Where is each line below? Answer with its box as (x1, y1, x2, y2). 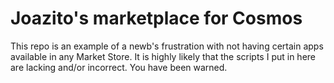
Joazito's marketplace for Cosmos (10, 7, 303, 30)
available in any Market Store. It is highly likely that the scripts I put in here (10, 50, 316, 62)
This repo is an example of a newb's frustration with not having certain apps (10, 40, 324, 52)
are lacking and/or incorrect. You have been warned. (10, 61, 228, 73)
